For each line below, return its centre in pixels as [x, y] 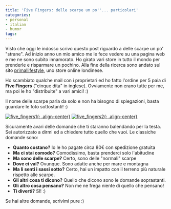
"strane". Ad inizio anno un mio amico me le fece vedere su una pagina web [85, 54]
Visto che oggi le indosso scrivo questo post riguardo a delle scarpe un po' [84, 49]
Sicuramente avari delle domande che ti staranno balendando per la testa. [83, 127]
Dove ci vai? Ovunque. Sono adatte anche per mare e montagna [80, 164]
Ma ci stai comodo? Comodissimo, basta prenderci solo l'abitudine [83, 153]
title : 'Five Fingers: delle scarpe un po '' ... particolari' [72, 10]
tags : [11, 34]
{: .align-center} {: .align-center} [87, 117]
